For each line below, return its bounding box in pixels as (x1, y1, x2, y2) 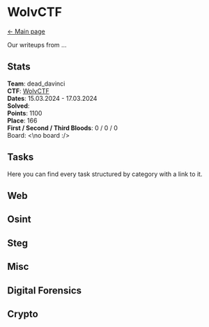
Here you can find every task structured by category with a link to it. (7, 170, 203, 178)
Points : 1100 (7, 109, 42, 117)
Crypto (7, 308, 38, 320)
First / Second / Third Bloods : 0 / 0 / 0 (7, 123, 118, 132)
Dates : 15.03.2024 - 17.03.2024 (7, 94, 98, 102)
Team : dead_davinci (7, 79, 65, 88)
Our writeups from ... (7, 40, 68, 49)
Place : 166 (7, 116, 38, 125)
